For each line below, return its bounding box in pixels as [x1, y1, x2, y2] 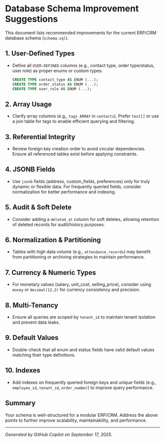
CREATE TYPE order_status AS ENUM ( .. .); [12, 82, 99, 87]
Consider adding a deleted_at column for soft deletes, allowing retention [12, 216, 160, 222]
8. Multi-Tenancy [5, 301, 58, 309]
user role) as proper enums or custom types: [12, 68, 103, 74]
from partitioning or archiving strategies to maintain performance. [12, 254, 145, 260]
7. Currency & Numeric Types [5, 268, 96, 277]
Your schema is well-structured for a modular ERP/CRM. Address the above [5, 412, 158, 418]
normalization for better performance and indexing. [12, 188, 116, 195]
